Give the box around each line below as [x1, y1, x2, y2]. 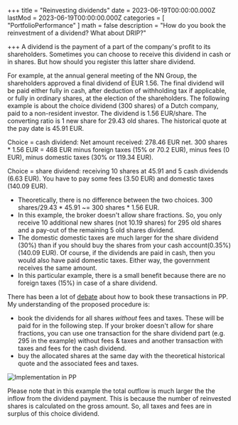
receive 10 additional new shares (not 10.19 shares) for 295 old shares [17, 218, 222, 227]
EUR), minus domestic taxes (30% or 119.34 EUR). [7, 153, 154, 161]
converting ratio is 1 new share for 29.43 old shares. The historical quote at [7, 117, 227, 125]
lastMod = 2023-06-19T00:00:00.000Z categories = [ [7, 14, 165, 22]
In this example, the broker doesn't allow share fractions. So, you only [17, 211, 222, 219]
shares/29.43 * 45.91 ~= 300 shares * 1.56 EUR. [17, 203, 160, 212]
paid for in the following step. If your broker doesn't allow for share [17, 321, 214, 330]
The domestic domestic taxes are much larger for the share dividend [17, 234, 219, 242]
